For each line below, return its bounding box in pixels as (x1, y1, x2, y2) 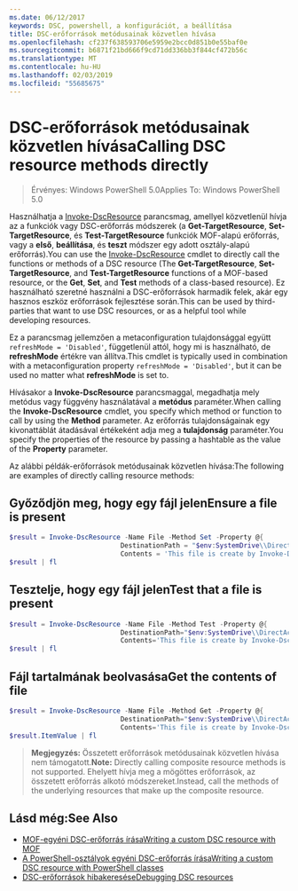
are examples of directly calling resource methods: (9, 469, 195, 480)
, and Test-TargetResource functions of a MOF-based (69, 267, 269, 278)
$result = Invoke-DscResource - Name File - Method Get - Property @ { (9, 706, 264, 715)
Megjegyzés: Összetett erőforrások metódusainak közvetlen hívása (30, 747, 279, 758)
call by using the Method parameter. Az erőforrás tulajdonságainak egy (9, 414, 271, 426)
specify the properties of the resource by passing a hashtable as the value (9, 434, 281, 445)
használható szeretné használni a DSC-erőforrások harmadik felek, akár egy (9, 286, 288, 297)
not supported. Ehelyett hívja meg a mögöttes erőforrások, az (30, 766, 256, 777)
